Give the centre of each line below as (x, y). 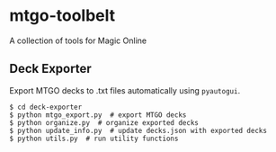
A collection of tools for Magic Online (78, 40)
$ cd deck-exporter (46, 107)
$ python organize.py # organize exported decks (104, 122)
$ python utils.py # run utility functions (94, 139)
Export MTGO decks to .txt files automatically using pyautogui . (125, 90)
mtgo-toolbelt (62, 16)
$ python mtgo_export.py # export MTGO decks (98, 115)
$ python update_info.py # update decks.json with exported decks (138, 130)
